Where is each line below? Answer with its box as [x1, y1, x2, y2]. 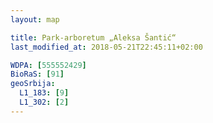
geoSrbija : [10, 79, 56, 89]
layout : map [10, 14, 60, 25]
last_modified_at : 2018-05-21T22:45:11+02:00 [10, 42, 203, 52]
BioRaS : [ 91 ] [10, 69, 65, 80]
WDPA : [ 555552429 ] [10, 60, 87, 70]
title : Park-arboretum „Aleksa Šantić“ [10, 32, 177, 43]
